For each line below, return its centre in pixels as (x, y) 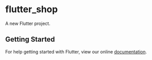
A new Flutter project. (28, 23)
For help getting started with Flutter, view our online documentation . (76, 51)
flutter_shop (32, 9)
